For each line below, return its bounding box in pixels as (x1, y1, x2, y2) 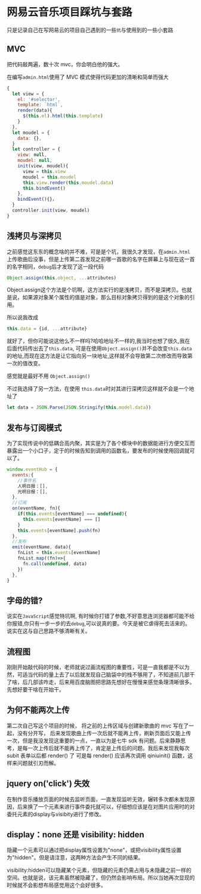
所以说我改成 (7, 314, 38, 321)
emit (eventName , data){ (12, 544, 71, 550)
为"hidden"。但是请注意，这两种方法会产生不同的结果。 (7, 854, 144, 861)
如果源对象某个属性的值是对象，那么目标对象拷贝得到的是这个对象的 (22, 294, 190, 301)
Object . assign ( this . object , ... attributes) (7, 275, 117, 281)
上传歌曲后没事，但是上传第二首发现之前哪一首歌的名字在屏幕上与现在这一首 (7, 255, 195, 263)
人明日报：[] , (17, 483, 48, 489)
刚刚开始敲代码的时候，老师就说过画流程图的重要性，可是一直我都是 (7, 663, 174, 671)
